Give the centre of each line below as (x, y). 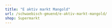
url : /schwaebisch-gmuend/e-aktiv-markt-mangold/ (56, 14)
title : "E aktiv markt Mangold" (38, 9)
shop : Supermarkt (23, 18)
